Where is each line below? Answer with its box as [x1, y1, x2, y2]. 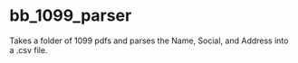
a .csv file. [9, 44, 48, 55]
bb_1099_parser [9, 5, 132, 26]
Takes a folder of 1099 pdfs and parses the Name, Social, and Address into [9, 35, 289, 46]
